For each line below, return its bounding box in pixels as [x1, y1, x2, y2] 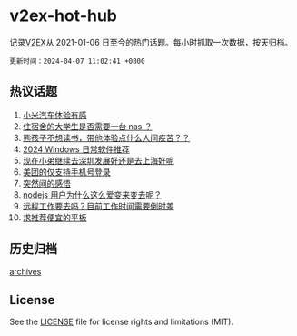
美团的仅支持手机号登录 [22, 166, 111, 178]
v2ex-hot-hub [9, 5, 118, 26]
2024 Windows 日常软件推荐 [22, 143, 130, 155]
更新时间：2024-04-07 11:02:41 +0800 [9, 56, 145, 66]
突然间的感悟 [22, 178, 71, 188]
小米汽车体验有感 [22, 109, 87, 120]
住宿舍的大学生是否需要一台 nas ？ [22, 120, 153, 132]
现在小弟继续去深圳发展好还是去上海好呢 [22, 155, 174, 166]
